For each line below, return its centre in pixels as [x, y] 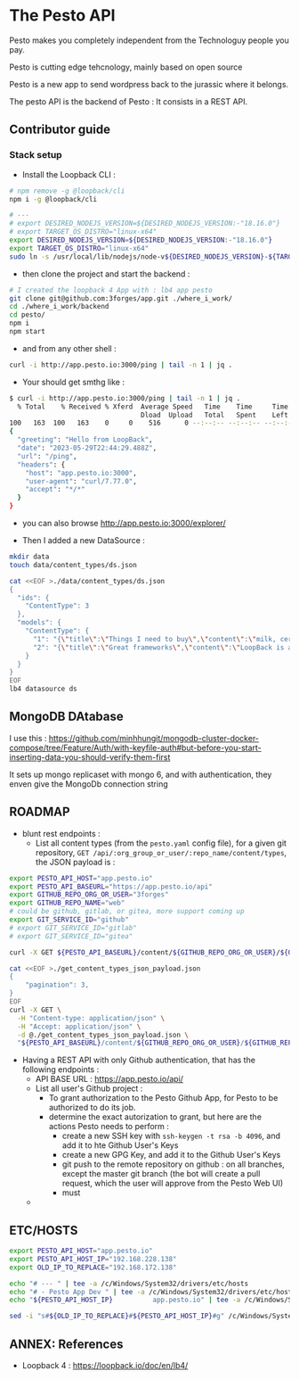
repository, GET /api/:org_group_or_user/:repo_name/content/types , [161, 852]
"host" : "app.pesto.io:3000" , [81, 473]
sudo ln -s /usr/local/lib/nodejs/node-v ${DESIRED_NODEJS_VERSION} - [139, 256]
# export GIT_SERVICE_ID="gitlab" [73, 928]
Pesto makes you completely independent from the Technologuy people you [149, 40]
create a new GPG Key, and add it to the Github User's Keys [171, 1155]
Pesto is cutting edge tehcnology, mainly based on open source [126, 67]
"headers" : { [41, 465]
